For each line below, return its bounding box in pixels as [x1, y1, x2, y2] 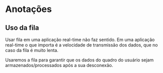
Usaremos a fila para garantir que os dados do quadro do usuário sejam [5, 57, 154, 63]
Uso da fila [5, 23, 39, 32]
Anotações [5, 3, 52, 15]
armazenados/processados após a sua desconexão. [5, 62, 113, 68]
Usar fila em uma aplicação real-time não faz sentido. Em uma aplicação [5, 36, 155, 42]
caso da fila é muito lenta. [5, 47, 59, 53]
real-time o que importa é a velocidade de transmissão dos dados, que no [5, 42, 158, 48]
